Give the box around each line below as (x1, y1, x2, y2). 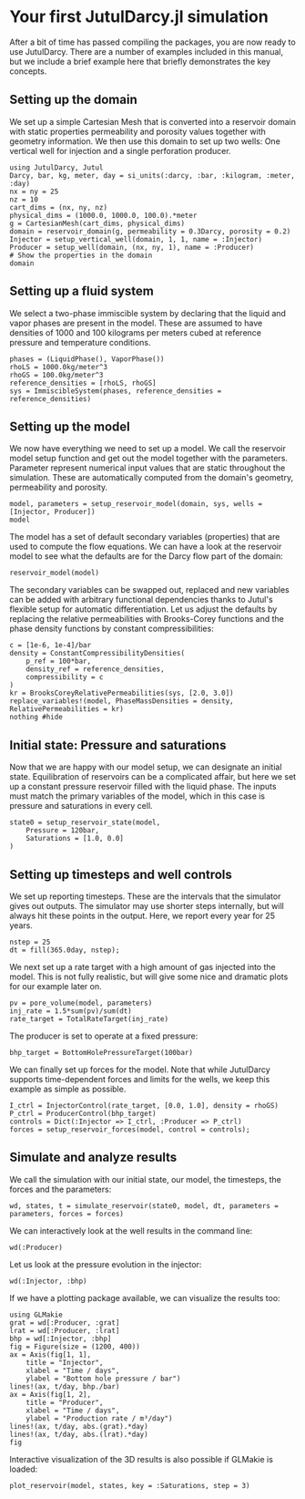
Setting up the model (9, 419, 130, 434)
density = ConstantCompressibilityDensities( (9, 649, 185, 658)
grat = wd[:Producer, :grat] (9, 1318, 120, 1328)
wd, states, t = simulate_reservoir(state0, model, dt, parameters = (9, 1201, 280, 1210)
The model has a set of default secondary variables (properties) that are (9, 532, 280, 543)
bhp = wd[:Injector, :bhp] (9, 1334, 112, 1343)
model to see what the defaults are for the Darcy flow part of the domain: (9, 551, 284, 562)
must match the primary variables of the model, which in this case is (9, 791, 266, 801)
